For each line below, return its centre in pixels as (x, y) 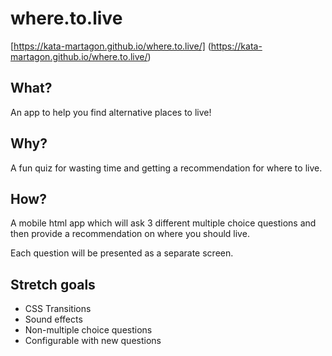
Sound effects (53, 319)
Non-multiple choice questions (88, 330)
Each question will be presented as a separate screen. (122, 253)
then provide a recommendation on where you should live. (130, 234)
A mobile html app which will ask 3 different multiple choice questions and (163, 223)
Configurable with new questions (93, 341)
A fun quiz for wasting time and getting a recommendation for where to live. (166, 168)
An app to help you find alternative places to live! (111, 112)
